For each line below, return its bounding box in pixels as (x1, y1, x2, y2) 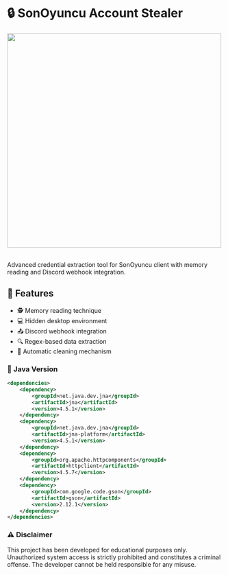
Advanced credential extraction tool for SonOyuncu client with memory (7, 260, 208, 268)
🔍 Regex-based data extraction (16, 337, 107, 345)
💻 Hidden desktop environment (16, 316, 107, 325)
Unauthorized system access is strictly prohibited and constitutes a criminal (7, 553, 221, 561)
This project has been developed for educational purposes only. (7, 545, 188, 554)
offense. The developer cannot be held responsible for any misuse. (7, 560, 197, 568)
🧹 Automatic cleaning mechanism (16, 347, 112, 355)
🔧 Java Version (7, 364, 58, 374)
